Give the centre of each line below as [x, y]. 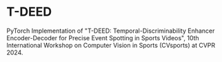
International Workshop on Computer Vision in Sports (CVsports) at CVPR [111, 45]
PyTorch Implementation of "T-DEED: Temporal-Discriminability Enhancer [111, 31]
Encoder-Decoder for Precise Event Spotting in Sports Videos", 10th [103, 37]
